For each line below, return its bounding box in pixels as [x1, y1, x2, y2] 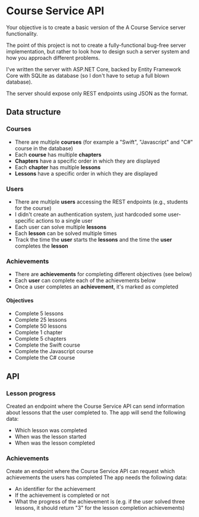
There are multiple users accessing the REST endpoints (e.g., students [14, 198, 188, 205]
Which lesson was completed [14, 427, 87, 434]
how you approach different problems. [6, 54, 100, 61]
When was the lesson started [14, 433, 87, 440]
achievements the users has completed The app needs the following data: [6, 474, 187, 481]
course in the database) [14, 144, 73, 152]
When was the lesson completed [14, 439, 95, 446]
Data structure [6, 107, 61, 117]
